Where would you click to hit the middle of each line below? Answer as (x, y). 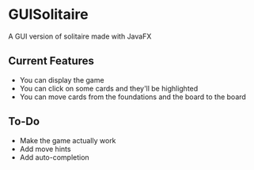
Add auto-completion (54, 157)
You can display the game (62, 79)
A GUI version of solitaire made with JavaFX (80, 36)
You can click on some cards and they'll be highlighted (109, 88)
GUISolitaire (48, 15)
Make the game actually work (68, 140)
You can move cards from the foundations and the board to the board (133, 97)
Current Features (51, 61)
